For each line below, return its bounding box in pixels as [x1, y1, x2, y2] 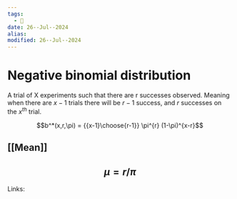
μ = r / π [104, 166, 136, 178]
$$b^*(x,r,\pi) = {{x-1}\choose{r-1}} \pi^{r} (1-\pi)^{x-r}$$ [36, 121, 203, 129]
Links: [7, 184, 25, 193]
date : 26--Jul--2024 [7, 23, 69, 31]
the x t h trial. [7, 106, 41, 116]
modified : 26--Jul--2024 [7, 37, 81, 44]
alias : [7, 30, 27, 38]
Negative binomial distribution [7, 68, 191, 84]
